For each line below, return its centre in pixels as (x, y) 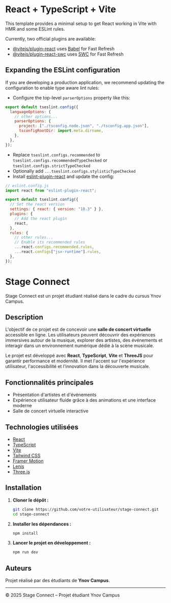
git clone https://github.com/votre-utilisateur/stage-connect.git (85, 509)
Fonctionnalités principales (50, 383)
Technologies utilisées (42, 427)
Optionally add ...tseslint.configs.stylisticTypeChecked (74, 171)
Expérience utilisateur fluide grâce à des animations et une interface (84, 400)
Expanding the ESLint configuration (63, 70)
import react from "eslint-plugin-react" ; (51, 190)
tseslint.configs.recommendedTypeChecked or (60, 160)
